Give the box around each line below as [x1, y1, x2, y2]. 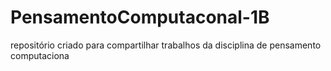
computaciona [10, 49, 70, 61]
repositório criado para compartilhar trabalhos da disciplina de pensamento [10, 39, 322, 51]
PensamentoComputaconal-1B [10, 6, 270, 29]
